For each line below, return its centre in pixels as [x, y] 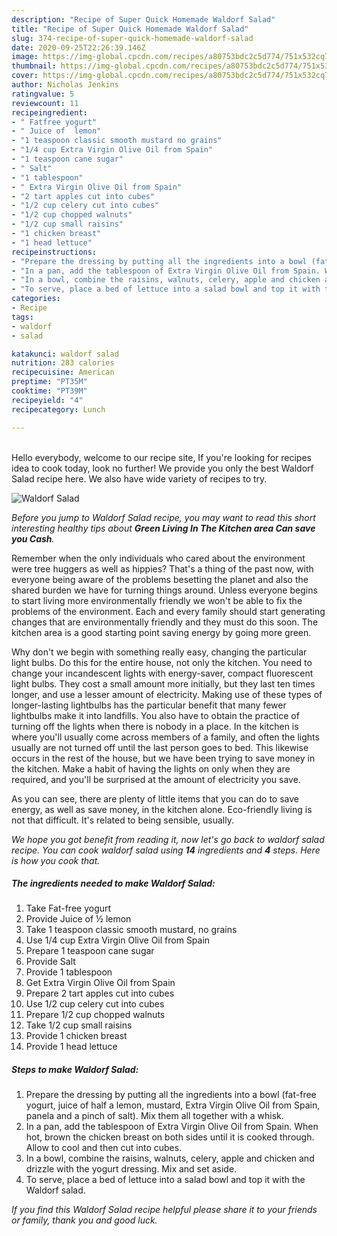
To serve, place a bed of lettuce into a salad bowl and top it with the [165, 1180]
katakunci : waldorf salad [65, 354]
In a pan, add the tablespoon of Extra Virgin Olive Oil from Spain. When [172, 1127]
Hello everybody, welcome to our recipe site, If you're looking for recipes [161, 457]
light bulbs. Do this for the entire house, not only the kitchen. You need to [162, 662]
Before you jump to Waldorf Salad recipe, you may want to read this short [163, 517]
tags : [22, 317]
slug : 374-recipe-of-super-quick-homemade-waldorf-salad [132, 38]
